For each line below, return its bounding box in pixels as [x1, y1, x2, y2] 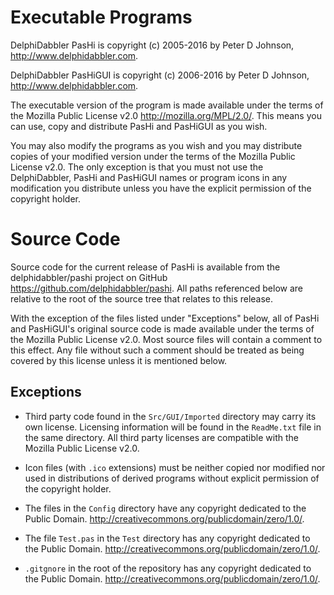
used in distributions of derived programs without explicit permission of [24, 472, 320, 484]
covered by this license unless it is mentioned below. [10, 354, 228, 366]
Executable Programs [10, 6, 193, 29]
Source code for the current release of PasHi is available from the [10, 261, 281, 273]
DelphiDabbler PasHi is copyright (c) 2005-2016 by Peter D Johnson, [10, 39, 295, 51]
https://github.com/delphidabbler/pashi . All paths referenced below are [10, 282, 304, 294]
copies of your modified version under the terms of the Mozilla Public [10, 150, 296, 162]
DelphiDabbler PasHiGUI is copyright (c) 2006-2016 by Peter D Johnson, [10, 69, 310, 81]
